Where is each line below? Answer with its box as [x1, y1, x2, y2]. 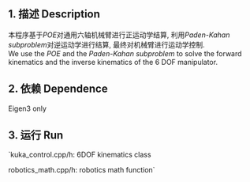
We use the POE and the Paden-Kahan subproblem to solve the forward [8, 48, 242, 58]
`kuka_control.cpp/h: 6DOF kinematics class [8, 150, 151, 160]
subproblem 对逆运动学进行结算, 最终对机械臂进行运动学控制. [8, 40, 205, 49]
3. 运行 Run [8, 129, 64, 142]
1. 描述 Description [8, 7, 101, 21]
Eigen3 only [8, 104, 47, 113]
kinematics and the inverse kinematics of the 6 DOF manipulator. [8, 57, 218, 66]
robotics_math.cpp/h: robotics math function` [8, 165, 155, 175]
